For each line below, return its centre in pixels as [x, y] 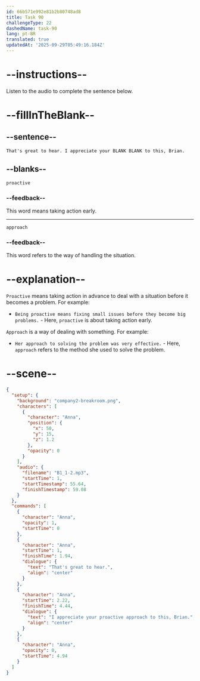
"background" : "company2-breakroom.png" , [69, 400]
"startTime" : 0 [41, 528]
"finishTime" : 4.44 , [47, 606]
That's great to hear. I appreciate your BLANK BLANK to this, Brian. [96, 151]
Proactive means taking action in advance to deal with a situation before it [97, 296]
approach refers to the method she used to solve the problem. [90, 350]
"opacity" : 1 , [40, 523]
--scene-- [32, 374]
